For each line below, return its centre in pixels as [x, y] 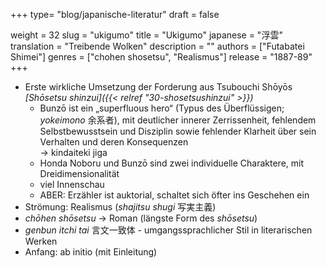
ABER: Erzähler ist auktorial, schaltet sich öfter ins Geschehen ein [174, 195]
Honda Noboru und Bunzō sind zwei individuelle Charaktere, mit [172, 163]
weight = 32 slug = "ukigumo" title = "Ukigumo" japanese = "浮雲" [146, 35]
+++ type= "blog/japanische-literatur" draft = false [115, 14]
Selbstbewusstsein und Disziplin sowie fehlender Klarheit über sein [178, 131]
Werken [41, 241]
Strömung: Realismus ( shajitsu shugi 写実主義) [120, 207]
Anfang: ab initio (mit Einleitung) [91, 252]
